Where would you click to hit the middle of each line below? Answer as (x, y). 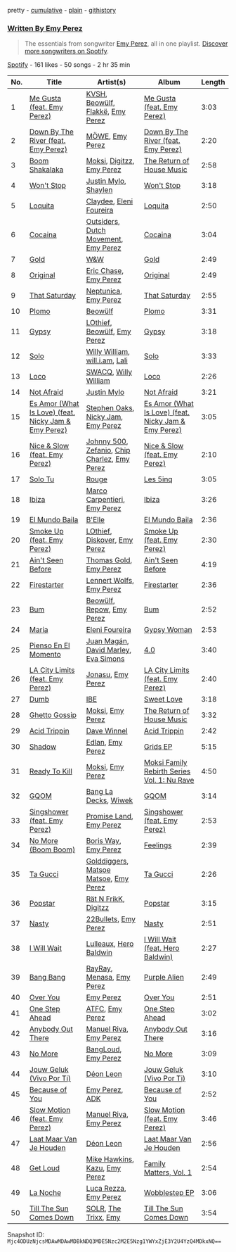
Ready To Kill (51, 771)
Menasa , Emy (109, 978)
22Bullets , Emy (111, 919)
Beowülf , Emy (109, 331)
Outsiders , (103, 222)
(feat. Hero (162, 948)
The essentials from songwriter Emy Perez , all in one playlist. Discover (126, 44)
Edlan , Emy (104, 742)
